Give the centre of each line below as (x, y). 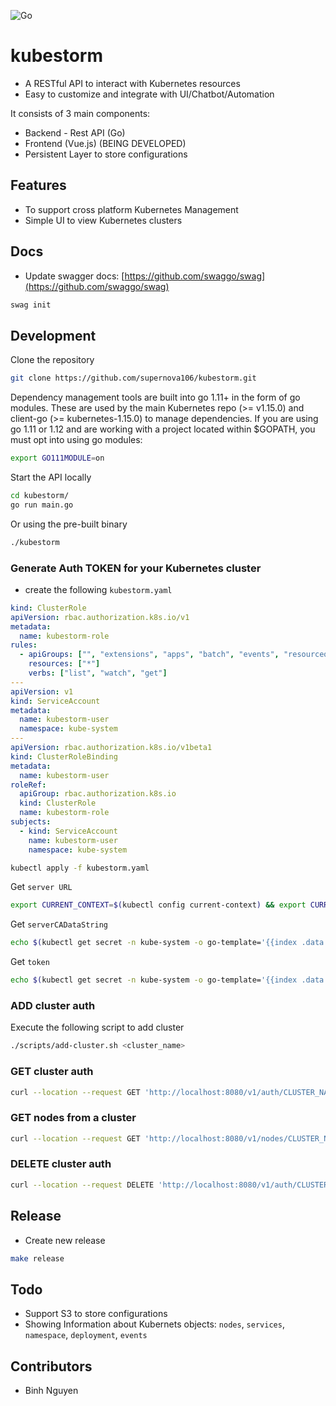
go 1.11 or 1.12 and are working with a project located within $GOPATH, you (163, 429)
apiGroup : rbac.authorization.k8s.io (98, 794)
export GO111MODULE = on (57, 458)
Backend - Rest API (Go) (75, 132)
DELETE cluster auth (61, 1164)
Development (53, 335)
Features (38, 185)
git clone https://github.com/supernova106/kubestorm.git (133, 378)
